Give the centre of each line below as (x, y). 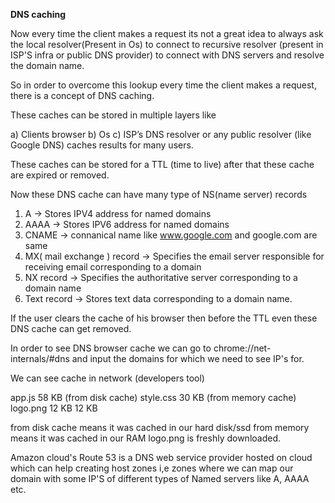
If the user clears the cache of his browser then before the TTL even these (164, 318)
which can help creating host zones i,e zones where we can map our (152, 468)
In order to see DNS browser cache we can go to (111, 348)
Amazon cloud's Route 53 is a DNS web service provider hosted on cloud (161, 457)
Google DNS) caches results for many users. (102, 145)
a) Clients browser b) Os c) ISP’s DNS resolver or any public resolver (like (161, 134)
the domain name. (47, 65)
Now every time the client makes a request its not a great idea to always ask (167, 33)
